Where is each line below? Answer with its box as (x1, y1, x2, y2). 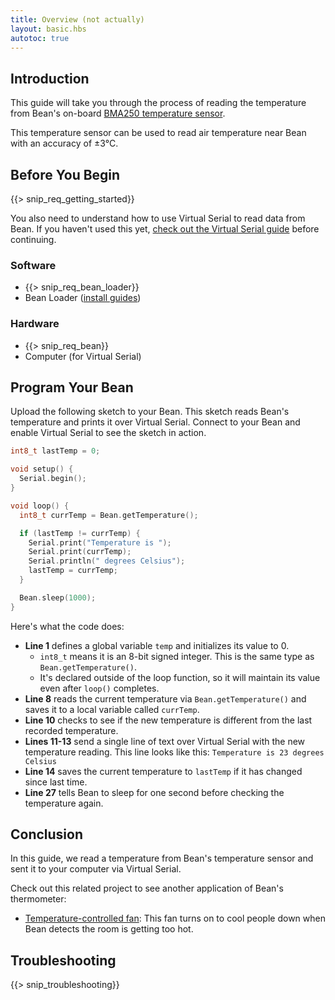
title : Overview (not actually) (10, 14, 145, 25)
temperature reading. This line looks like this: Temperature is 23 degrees (24, 746, 325, 758)
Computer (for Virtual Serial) (24, 350, 142, 362)
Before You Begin (10, 166, 121, 183)
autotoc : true (10, 33, 70, 43)
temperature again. (24, 797, 104, 809)
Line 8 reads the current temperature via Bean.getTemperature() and (24, 692, 307, 705)
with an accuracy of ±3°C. (10, 137, 119, 150)
